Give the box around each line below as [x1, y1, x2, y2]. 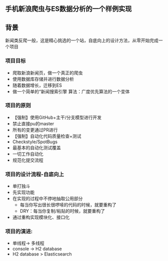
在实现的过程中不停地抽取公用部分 [12, 196, 83, 202]
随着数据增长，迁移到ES [12, 82, 62, 88]
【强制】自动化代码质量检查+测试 [12, 133, 81, 139]
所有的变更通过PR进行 [12, 127, 58, 133]
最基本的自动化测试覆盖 [12, 144, 61, 151]
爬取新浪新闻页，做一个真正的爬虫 [12, 69, 83, 76]
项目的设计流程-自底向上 [5, 171, 64, 178]
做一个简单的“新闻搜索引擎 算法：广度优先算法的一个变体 [12, 88, 130, 94]
